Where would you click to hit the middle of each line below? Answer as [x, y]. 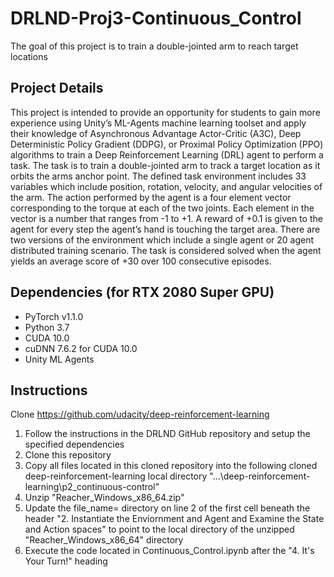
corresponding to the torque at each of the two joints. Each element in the [162, 208]
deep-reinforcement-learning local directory [116, 476]
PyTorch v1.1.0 [54, 316]
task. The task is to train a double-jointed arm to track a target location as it [165, 165]
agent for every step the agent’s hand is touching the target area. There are [165, 229]
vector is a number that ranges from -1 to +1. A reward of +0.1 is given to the [166, 218]
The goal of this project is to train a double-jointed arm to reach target [154, 46]
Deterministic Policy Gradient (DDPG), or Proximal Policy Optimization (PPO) [167, 144]
